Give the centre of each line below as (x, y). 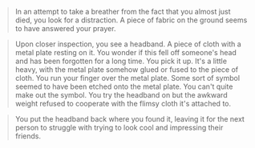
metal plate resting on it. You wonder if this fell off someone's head (126, 52)
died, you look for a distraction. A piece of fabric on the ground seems (131, 20)
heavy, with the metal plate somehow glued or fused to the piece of (126, 70)
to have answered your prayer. (65, 28)
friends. (28, 136)
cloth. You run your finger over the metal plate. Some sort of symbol (127, 78)
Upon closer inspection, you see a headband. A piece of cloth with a (128, 44)
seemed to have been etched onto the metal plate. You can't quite (124, 86)
